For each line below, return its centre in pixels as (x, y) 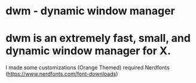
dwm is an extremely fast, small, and (98, 39)
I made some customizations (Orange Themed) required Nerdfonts (88, 67)
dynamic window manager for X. (88, 51)
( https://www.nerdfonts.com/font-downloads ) (62, 74)
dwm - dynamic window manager (91, 11)
